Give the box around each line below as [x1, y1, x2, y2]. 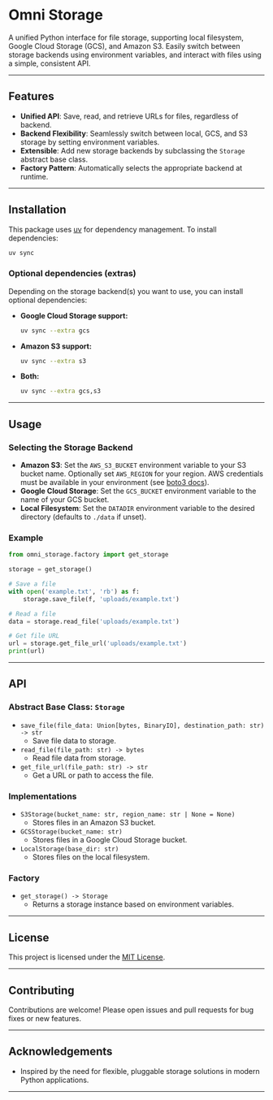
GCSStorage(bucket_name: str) [19, 828, 123, 836]
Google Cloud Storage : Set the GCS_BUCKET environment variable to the [19, 486, 257, 496]
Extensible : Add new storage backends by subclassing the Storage [19, 145, 245, 155]
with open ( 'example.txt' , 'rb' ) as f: [8, 587, 140, 595]
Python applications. [19, 1075, 89, 1085]
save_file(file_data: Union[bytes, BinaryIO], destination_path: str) [19, 721, 265, 730]
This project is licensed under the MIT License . [8, 952, 166, 962]
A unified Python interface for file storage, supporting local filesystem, [8, 32, 244, 42]
